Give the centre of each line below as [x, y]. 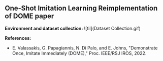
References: [18, 38]
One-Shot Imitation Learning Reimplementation [81, 8]
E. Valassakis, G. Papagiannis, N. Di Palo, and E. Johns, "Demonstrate [85, 48]
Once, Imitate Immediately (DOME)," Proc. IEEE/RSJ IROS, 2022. [79, 53]
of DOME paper [29, 16]
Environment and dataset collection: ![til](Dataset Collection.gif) [73, 28]
